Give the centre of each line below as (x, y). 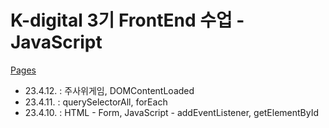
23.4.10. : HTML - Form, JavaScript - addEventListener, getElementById (172, 112)
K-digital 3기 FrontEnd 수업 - (127, 20)
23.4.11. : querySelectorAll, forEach (96, 102)
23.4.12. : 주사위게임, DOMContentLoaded (109, 90)
